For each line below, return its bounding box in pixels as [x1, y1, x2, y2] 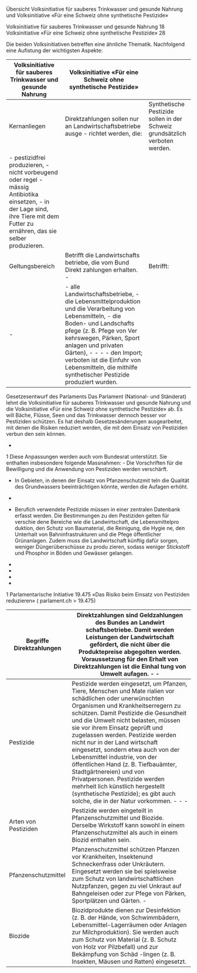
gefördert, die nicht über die [90, 640, 171, 648]
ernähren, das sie [9, 227, 57, 235]
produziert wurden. [64, 378, 118, 386]
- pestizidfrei [9, 154, 46, 161]
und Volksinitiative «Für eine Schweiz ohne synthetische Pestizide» [6, 12, 169, 19]
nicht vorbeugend [9, 168, 58, 176]
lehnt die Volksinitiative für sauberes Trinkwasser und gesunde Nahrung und [6, 399, 191, 406]
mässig [9, 183, 29, 191]
